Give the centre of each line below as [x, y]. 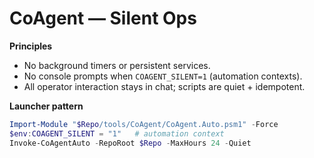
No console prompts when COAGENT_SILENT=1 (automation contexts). [163, 76]
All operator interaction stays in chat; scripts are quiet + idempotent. [164, 86]
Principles [31, 46]
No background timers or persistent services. [117, 65]
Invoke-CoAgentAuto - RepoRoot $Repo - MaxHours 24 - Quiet [130, 143]
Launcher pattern [46, 106]
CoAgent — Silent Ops [103, 18]
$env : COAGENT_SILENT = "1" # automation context [117, 133]
